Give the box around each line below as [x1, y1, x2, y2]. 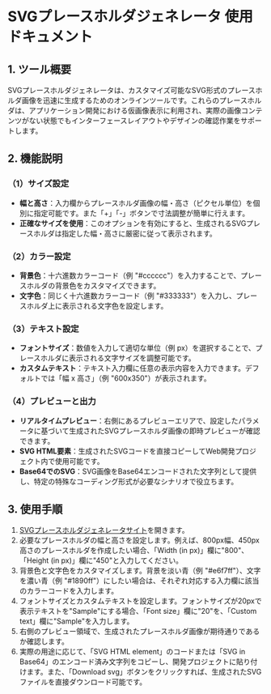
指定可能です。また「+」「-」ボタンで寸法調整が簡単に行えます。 [33, 208, 250, 218]
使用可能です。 [54, 456, 104, 466]
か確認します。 [19, 637, 70, 646]
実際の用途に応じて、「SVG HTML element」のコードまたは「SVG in [19, 647, 246, 657]
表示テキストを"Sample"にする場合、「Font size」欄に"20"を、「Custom [19, 607, 257, 616]
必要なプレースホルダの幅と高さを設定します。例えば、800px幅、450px [19, 535, 260, 545]
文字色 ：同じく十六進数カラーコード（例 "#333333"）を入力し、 [19, 291, 236, 300]
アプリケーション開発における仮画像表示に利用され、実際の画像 [28, 106, 242, 115]
